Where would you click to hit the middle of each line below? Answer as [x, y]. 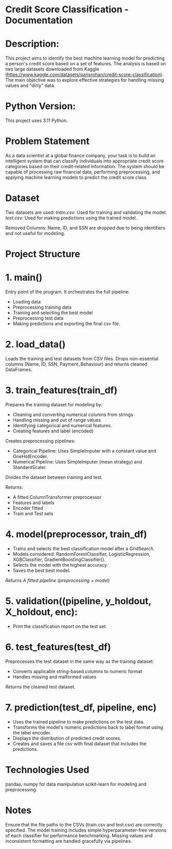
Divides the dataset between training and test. [54, 477]
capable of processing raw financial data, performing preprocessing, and [83, 172]
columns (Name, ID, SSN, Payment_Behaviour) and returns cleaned [76, 364]
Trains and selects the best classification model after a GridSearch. [84, 548]
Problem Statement [47, 141]
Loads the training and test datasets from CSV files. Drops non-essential [82, 359]
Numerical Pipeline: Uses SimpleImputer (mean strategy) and [77, 462]
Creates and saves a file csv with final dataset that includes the [80, 744]
